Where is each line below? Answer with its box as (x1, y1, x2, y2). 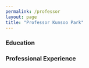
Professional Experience (5, 55, 76, 63)
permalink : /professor (5, 8, 60, 15)
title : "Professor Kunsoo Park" (5, 19, 84, 25)
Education (5, 39, 35, 47)
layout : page (5, 14, 37, 20)
